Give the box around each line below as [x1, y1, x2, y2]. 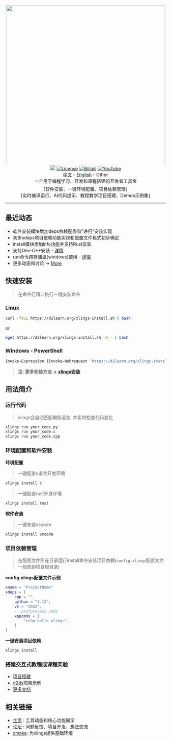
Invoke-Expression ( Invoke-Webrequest [5, 358, 88, 364]
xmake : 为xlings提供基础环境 [12, 730, 73, 736]
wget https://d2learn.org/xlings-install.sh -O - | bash [5, 335, 129, 340]
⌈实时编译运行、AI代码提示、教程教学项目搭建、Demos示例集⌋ [20, 192, 151, 199]
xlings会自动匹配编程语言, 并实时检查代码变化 [17, 414, 113, 420]
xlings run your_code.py [5, 424, 58, 429]
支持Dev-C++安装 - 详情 [12, 247, 64, 253]
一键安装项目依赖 [5, 638, 41, 644]
